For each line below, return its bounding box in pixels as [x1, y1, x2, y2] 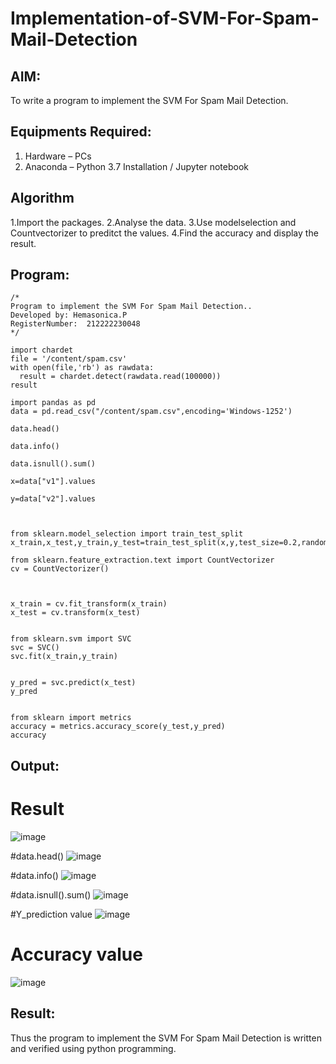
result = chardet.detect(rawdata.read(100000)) [19, 372, 222, 382]
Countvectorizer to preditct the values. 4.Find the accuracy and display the [10, 227, 319, 239]
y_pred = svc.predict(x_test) [10, 678, 137, 688]
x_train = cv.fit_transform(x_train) [10, 599, 168, 609]
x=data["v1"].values [10, 477, 97, 487]
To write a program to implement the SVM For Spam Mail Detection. [10, 95, 289, 106]
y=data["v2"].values [10, 494, 97, 504]
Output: [10, 757, 60, 774]
